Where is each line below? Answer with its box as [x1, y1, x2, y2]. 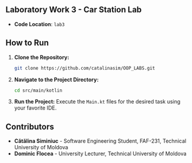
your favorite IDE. [14, 104, 57, 112]
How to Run [5, 38, 49, 48]
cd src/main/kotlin [14, 87, 63, 93]
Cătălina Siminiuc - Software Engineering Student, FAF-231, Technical [14, 137, 187, 145]
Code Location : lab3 [14, 20, 65, 27]
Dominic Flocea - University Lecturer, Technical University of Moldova [14, 150, 187, 157]
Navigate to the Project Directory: [14, 76, 99, 83]
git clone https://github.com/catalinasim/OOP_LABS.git [14, 65, 155, 71]
